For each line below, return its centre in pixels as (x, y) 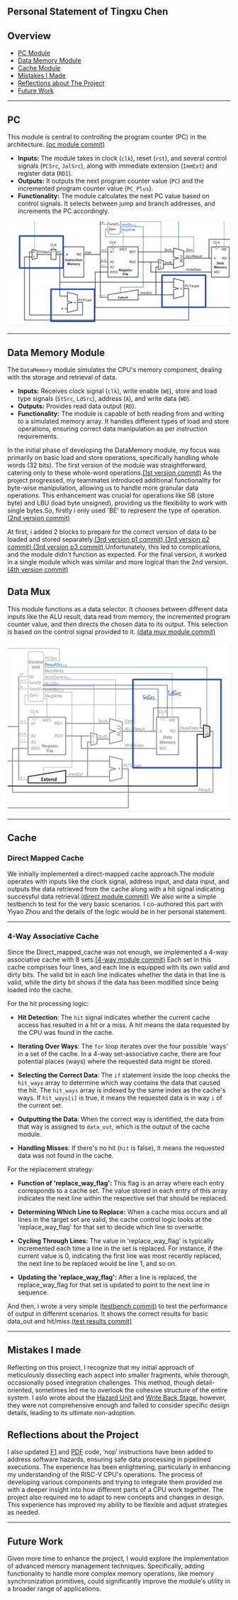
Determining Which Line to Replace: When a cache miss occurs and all (123, 1212)
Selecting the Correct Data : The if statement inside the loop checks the (124, 1075)
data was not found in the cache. (66, 1155)
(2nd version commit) (39, 518)
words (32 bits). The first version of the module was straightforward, (107, 466)
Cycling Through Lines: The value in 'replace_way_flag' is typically (115, 1240)
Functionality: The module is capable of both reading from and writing (121, 414)
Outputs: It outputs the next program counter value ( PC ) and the (110, 181)
